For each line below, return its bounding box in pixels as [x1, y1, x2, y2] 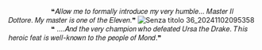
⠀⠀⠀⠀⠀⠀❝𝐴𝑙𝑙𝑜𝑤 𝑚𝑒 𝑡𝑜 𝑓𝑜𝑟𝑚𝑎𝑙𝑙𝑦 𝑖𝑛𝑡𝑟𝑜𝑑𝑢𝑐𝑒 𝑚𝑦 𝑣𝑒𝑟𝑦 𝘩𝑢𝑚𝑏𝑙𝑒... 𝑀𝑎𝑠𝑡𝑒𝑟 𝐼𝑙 [20, 7, 234, 16]
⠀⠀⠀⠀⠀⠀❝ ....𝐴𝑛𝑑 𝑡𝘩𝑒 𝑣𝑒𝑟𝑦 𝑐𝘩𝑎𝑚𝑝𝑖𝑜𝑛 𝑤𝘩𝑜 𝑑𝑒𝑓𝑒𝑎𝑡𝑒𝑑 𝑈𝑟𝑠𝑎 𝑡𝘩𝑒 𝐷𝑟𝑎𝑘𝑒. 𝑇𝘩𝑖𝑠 [20, 24, 249, 34]
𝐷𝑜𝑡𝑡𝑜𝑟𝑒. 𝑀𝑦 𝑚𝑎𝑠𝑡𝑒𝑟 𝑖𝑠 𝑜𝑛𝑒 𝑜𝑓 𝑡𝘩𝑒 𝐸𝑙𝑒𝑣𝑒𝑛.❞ [8, 16, 137, 24]
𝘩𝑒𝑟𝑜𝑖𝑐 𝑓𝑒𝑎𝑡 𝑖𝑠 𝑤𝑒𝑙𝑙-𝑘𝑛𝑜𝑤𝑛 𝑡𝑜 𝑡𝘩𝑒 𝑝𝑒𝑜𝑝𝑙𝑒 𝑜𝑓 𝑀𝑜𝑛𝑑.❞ [8, 33, 162, 42]
